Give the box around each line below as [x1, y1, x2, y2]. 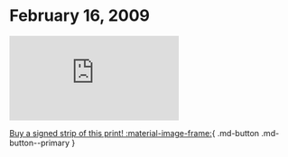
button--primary [9, 137, 70, 148]
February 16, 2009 [9, 5, 151, 26]
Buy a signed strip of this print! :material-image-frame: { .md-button [9, 127, 260, 138]
